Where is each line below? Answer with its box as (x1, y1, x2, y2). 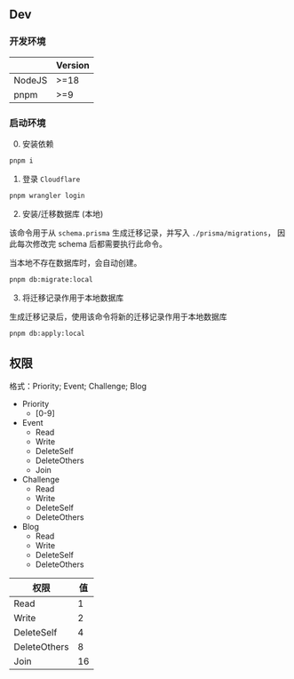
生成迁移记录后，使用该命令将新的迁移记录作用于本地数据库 (9, 311, 227, 322)
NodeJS (13, 74, 48, 86)
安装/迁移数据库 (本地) (21, 208, 104, 219)
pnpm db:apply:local (9, 329, 86, 338)
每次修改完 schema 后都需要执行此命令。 (16, 238, 167, 249)
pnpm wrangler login (9, 191, 86, 200)
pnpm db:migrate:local (9, 275, 93, 284)
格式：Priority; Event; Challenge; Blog (9, 381, 147, 392)
